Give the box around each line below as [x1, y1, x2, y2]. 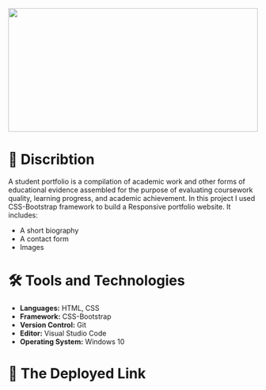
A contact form [19, 233, 70, 244]
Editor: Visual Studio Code [19, 328, 107, 338]
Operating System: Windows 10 [19, 336, 125, 346]
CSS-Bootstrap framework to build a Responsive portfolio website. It [8, 202, 231, 211]
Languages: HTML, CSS [19, 303, 101, 312]
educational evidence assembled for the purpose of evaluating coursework [8, 185, 253, 195]
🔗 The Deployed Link [8, 365, 146, 383]
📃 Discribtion [8, 150, 95, 168]
